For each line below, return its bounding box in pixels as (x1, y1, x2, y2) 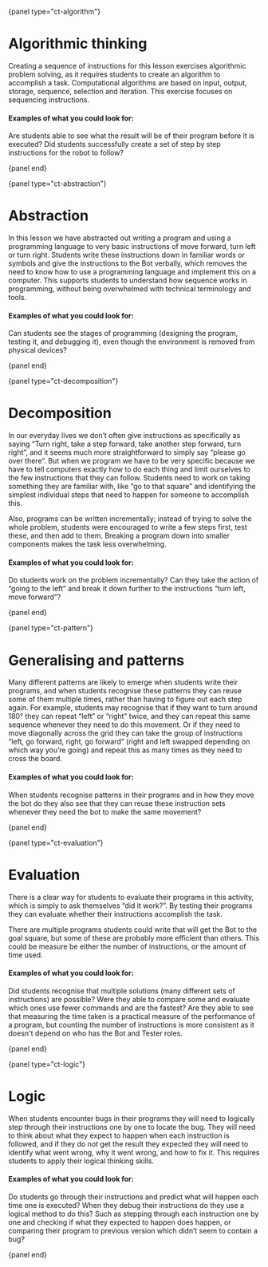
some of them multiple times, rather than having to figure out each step (8, 694, 242, 705)
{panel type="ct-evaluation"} (8, 838, 104, 847)
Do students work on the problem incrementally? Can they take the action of (8, 575, 259, 585)
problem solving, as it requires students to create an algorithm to (8, 69, 221, 79)
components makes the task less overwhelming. (8, 539, 167, 549)
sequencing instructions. (8, 95, 90, 105)
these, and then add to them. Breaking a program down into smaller (8, 531, 230, 541)
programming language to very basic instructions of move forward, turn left (8, 242, 257, 251)
